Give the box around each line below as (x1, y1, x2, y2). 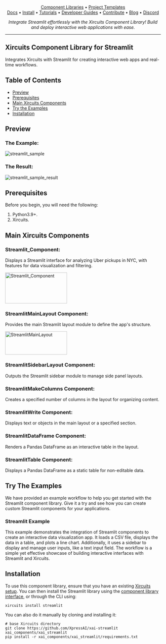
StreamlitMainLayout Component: (5, 310, 88, 317)
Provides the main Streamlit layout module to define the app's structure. (5, 322, 152, 328)
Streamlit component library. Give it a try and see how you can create (5, 500, 146, 506)
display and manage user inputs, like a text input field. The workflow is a (5, 545, 152, 551)
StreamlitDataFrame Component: (5, 432, 86, 439)
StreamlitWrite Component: (5, 409, 73, 415)
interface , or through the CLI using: (5, 593, 77, 599)
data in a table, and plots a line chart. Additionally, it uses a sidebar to (5, 540, 147, 545)
